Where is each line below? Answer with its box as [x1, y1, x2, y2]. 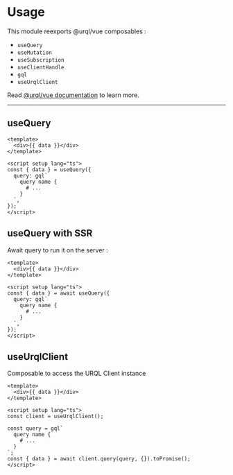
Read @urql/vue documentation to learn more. [7, 91, 140, 99]
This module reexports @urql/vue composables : [7, 27, 147, 35]
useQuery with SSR [7, 227, 93, 239]
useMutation [17, 49, 52, 56]
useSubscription [17, 56, 64, 63]
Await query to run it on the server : [7, 245, 109, 254]
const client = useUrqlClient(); [7, 413, 104, 420]
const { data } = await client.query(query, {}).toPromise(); [7, 456, 191, 463]
